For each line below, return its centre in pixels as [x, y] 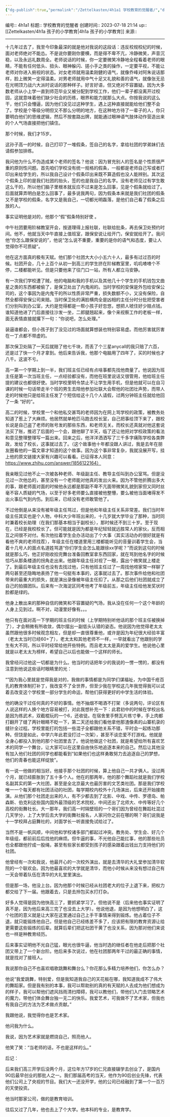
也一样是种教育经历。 [27, 934]
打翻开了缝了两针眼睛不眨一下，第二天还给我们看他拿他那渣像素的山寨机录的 [85, 722]
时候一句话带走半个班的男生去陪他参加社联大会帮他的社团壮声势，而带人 [89, 389]
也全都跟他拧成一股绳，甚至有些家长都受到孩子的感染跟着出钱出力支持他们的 [85, 844]
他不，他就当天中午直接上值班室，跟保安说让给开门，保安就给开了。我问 [89, 234]
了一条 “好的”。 [21, 401]
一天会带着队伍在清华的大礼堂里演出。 [45, 874]
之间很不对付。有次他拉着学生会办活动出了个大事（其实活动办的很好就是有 [87, 535]
